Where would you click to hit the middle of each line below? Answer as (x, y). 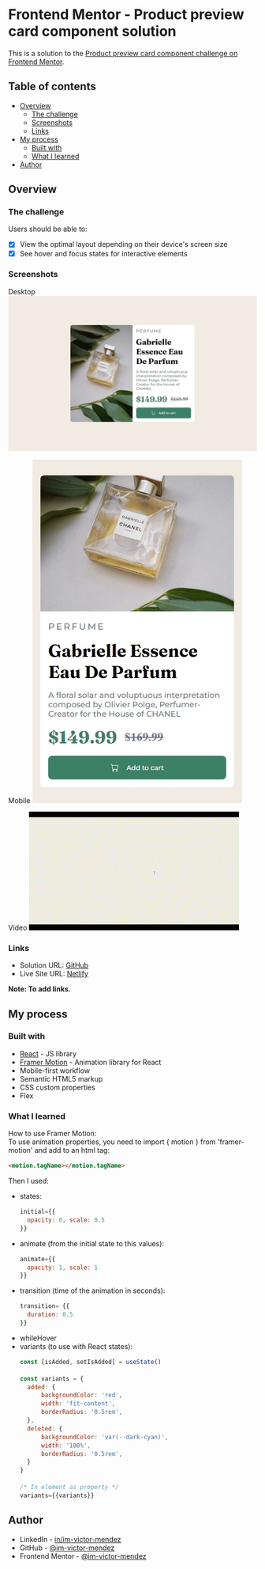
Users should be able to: (48, 229)
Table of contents (52, 87)
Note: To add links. (39, 989)
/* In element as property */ (69, 1488)
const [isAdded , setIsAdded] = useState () (90, 1362)
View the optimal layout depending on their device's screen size (123, 244)
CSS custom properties (58, 1087)
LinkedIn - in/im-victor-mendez (70, 1539)
